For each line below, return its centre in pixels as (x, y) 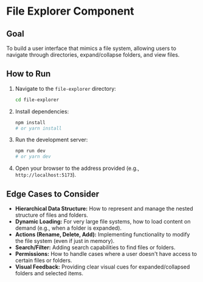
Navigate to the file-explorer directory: (66, 88)
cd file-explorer (37, 100)
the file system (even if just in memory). (65, 241)
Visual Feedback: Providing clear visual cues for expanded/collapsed (102, 267)
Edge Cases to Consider (53, 194)
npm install (30, 122)
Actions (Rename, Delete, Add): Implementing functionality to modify (102, 234)
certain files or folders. (43, 260)
